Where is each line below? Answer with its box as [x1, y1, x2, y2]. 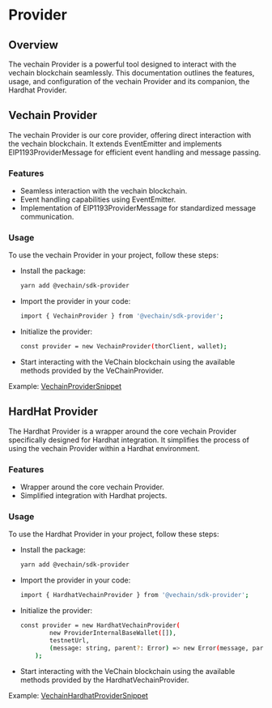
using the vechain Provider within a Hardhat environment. [8, 443, 200, 453]
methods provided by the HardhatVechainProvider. [19, 675, 189, 685]
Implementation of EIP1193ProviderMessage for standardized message [19, 203, 257, 213]
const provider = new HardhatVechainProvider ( [19, 621, 181, 629]
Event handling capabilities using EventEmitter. [19, 194, 176, 204]
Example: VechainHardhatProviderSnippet [8, 690, 148, 700]
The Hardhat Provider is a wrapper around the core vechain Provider [8, 426, 237, 436]
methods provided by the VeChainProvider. [19, 366, 164, 376]
